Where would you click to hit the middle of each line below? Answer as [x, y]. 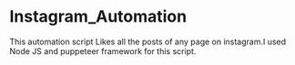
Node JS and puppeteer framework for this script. [103, 51]
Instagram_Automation [98, 17]
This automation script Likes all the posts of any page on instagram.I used [148, 42]
